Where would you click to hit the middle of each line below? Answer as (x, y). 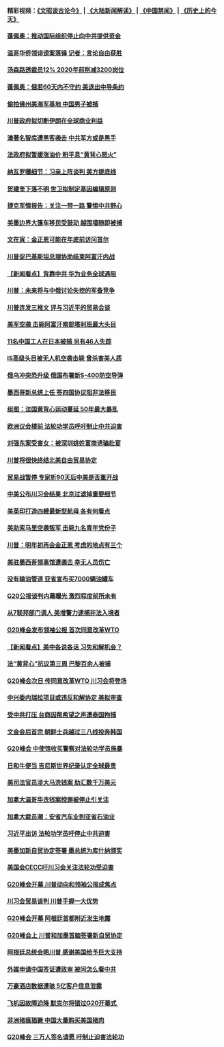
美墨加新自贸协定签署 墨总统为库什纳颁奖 (65, 850)
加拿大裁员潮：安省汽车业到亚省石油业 (61, 817)
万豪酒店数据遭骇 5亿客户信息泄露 (55, 986)
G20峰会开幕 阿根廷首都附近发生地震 (59, 918)
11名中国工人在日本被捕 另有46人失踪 (59, 341)
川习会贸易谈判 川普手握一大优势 (53, 901)
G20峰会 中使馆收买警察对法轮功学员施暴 (65, 749)
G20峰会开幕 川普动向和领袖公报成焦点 (62, 884)
